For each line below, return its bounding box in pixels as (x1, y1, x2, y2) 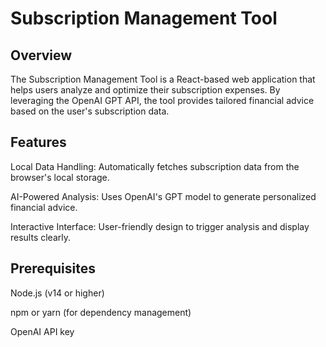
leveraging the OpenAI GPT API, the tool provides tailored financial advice (10, 95, 315, 106)
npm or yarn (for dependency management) (10, 306, 192, 318)
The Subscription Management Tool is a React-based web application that (10, 73, 316, 85)
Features (10, 134, 67, 151)
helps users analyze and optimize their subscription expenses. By (10, 84, 281, 96)
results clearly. (10, 231, 72, 243)
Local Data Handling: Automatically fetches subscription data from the (10, 160, 300, 172)
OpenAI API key (10, 325, 75, 337)
